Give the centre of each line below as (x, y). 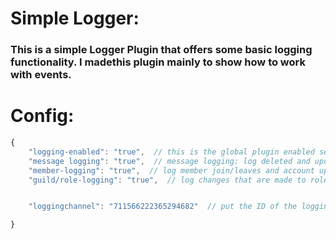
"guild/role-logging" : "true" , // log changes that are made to (167, 180)
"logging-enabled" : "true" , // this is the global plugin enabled (171, 152)
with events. (41, 75)
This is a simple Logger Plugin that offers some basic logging (161, 50)
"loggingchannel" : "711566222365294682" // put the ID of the (163, 207)
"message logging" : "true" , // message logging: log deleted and (169, 161)
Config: (42, 116)
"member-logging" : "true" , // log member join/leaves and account (171, 170)
